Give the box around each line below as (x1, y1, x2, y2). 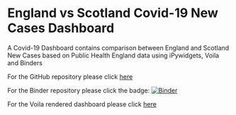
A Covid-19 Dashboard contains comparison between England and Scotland (7, 43, 230, 52)
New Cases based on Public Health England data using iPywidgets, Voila (7, 51, 220, 60)
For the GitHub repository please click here (7, 72, 133, 81)
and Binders (7, 58, 43, 67)
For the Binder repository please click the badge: (7, 86, 150, 94)
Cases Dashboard (7, 20, 115, 36)
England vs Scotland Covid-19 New (7, 5, 218, 21)
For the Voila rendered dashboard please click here (7, 99, 157, 108)
